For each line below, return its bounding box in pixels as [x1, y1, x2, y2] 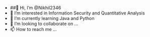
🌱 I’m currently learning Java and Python [10, 15, 95, 21]
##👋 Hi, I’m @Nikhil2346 [10, 5, 61, 10]
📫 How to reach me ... [10, 26, 57, 32]
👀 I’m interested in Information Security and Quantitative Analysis [10, 10, 145, 16]
